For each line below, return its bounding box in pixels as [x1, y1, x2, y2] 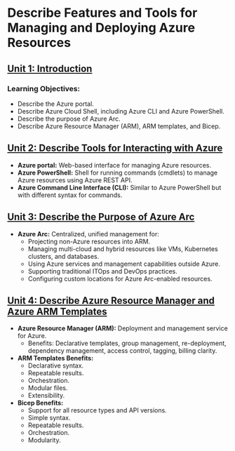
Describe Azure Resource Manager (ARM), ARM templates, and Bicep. [17, 121, 221, 130]
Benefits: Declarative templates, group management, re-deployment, [27, 339, 227, 348]
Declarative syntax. [27, 361, 84, 370]
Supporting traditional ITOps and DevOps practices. [27, 267, 177, 275]
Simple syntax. [27, 414, 72, 422]
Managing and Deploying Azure [7, 20, 195, 36]
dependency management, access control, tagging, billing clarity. [27, 346, 217, 355]
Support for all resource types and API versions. [27, 406, 167, 415]
